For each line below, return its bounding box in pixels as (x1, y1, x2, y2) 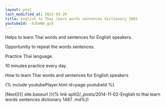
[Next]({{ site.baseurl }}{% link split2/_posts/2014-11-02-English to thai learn (5, 91, 161, 97)
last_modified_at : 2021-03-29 (5, 12, 67, 17)
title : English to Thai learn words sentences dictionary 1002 (5, 16, 138, 21)
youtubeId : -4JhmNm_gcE (5, 21, 54, 26)
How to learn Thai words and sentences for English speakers (5, 72, 129, 79)
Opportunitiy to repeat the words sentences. (5, 44, 95, 50)
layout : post (5, 7, 32, 12)
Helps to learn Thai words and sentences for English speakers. (5, 34, 132, 40)
